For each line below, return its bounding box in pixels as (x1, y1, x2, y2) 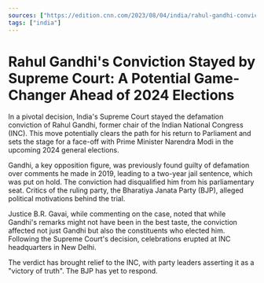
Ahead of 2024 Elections (69, 86, 235, 104)
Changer (8, 86, 67, 104)
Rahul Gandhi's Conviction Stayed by (8, 53, 256, 71)
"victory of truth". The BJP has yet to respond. (8, 266, 159, 276)
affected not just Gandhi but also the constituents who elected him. (8, 226, 225, 236)
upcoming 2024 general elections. (8, 145, 119, 155)
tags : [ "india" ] (8, 19, 61, 27)
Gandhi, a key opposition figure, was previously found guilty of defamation (8, 160, 250, 170)
